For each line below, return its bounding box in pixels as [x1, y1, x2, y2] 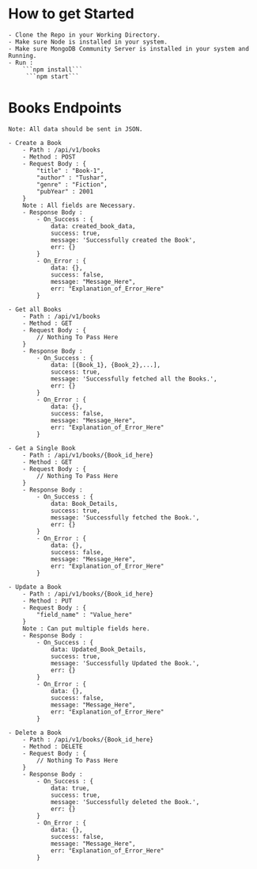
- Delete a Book [8, 729, 62, 737]
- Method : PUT [22, 596, 73, 605]
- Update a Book [8, 583, 62, 591]
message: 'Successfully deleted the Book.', [50, 798, 200, 806]
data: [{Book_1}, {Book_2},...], [50, 361, 161, 369]
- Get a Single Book [8, 444, 77, 452]
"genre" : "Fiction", [36, 180, 108, 189]
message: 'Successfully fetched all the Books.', [50, 374, 217, 383]
